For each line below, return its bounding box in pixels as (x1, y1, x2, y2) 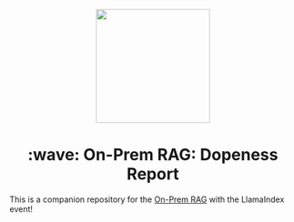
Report (127, 164, 179, 185)
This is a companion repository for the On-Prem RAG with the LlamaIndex (9, 194, 285, 205)
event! (9, 203, 34, 214)
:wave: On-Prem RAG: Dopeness (27, 145, 279, 166)
